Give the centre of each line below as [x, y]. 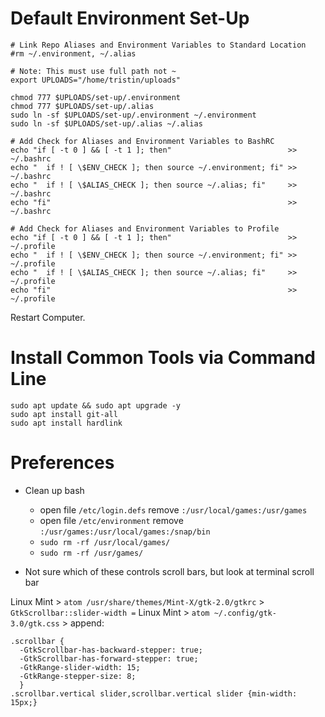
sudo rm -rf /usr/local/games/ [105, 542]
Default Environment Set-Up [130, 18]
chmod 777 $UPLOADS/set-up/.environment [96, 97]
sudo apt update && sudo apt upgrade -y [96, 405]
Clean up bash [54, 490]
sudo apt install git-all [64, 414]
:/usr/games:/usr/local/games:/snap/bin [125, 532]
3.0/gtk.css [35, 623]
